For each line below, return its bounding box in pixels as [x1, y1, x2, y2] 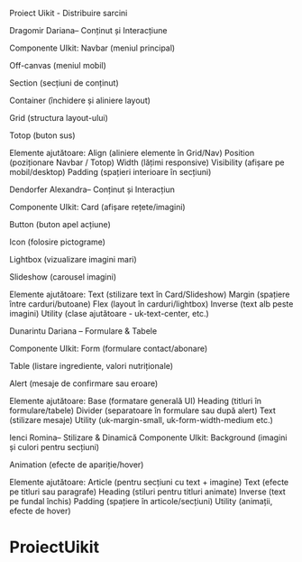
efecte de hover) [9, 505, 71, 516]
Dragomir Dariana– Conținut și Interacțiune [9, 25, 168, 35]
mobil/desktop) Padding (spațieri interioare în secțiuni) [9, 167, 212, 177]
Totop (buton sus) [9, 130, 76, 141]
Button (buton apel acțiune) [9, 219, 111, 229]
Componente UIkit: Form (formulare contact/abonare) [9, 343, 208, 354]
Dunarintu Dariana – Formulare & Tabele [9, 326, 158, 336]
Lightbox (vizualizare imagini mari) [9, 254, 137, 264]
